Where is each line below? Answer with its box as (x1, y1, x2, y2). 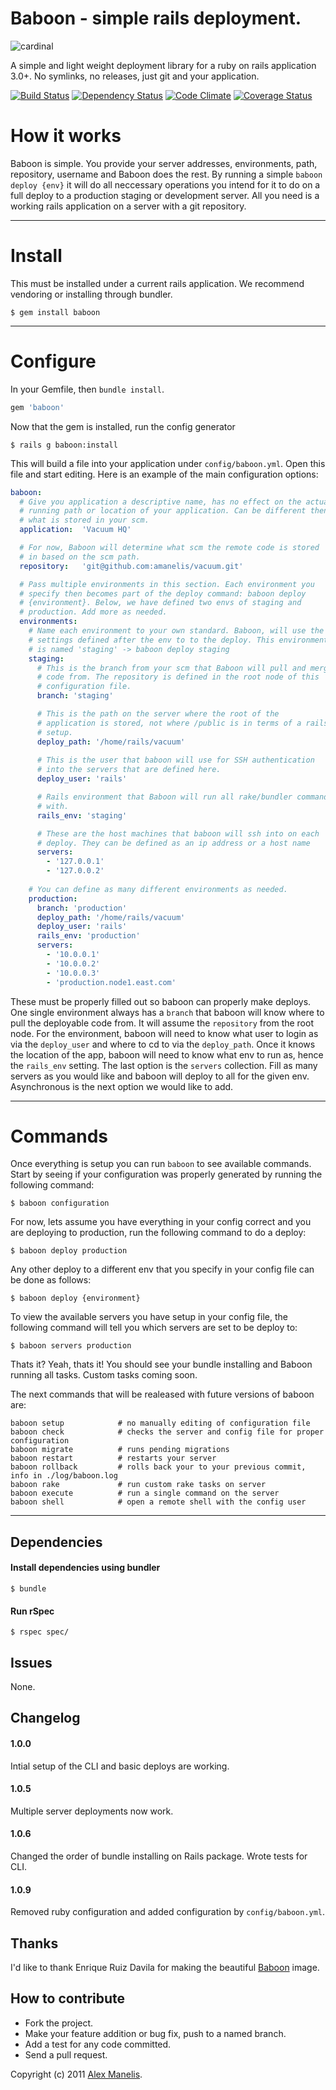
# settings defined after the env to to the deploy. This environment (28, 635, 329, 645)
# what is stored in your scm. (19, 515, 150, 526)
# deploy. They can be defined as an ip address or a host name (36, 838, 311, 848)
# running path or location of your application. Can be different (19, 506, 307, 516)
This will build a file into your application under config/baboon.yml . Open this (10, 457, 326, 469)
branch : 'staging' (36, 691, 114, 701)
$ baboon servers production (10, 1341, 132, 1351)
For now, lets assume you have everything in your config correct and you (10, 1216, 312, 1228)
